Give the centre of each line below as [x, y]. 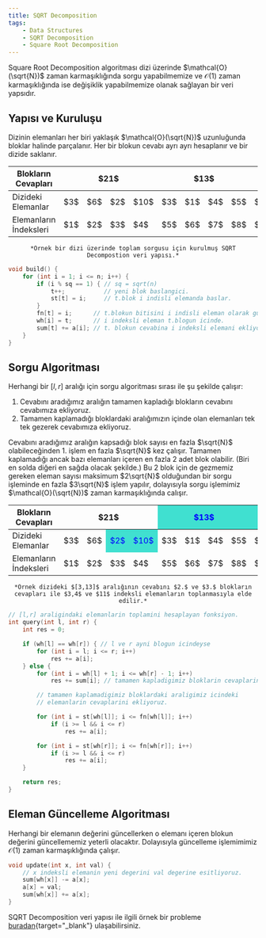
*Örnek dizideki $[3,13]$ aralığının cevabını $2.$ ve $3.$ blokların [133, 587]
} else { [37, 666]
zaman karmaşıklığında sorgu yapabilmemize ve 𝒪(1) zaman [143, 76]
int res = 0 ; [44, 630]
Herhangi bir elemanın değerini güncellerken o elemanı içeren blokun [121, 833]
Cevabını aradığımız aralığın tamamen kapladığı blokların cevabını [126, 402]
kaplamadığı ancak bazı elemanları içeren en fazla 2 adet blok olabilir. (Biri [129, 459]
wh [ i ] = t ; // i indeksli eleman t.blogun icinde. [131, 321]
